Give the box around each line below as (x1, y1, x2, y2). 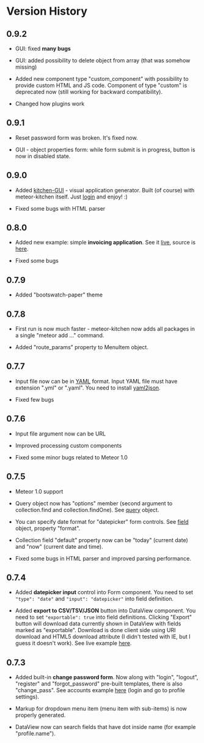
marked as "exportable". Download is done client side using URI (15, 627, 176, 634)
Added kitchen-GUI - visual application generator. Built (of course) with (15, 186, 195, 194)
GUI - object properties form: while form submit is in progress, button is (15, 146, 195, 153)
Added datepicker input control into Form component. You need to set (15, 589, 194, 596)
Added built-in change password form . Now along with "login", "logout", (15, 674, 199, 681)
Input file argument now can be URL (15, 430, 106, 437)
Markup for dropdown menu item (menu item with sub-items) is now (15, 705, 188, 712)
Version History (6, 4, 87, 18)
